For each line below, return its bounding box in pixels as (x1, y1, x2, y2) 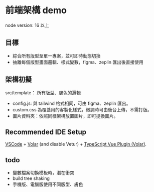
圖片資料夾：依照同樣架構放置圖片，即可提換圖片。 (12, 113, 118, 119)
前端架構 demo (5, 5, 67, 16)
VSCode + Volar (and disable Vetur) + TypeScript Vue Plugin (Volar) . (5, 141, 147, 147)
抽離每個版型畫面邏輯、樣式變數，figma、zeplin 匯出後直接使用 (12, 59, 144, 65)
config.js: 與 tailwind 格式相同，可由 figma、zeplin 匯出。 (12, 100, 131, 106)
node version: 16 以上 (5, 22, 50, 28)
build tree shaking (12, 175, 50, 181)
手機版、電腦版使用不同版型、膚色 (12, 181, 83, 187)
